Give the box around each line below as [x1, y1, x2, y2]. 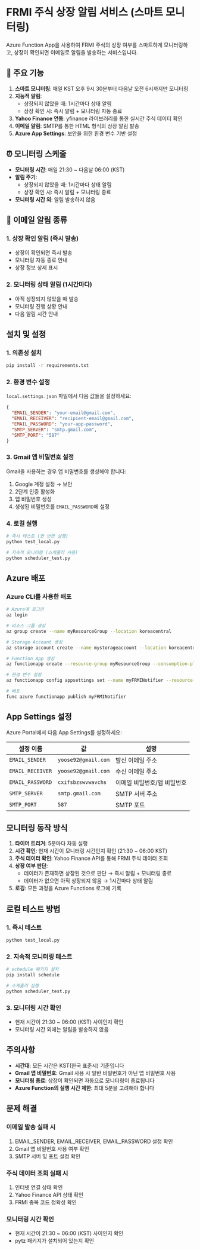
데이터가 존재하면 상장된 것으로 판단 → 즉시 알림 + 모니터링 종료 [23, 870, 172, 877]
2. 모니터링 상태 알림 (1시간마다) [6, 280, 92, 289]
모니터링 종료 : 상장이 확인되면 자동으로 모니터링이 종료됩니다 [14, 1077, 155, 1084]
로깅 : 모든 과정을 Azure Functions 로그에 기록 [14, 885, 122, 892]
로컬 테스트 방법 [6, 903, 61, 914]
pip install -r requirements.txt [6, 363, 89, 369]
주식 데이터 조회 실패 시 [6, 1169, 68, 1177]
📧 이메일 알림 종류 [6, 215, 67, 225]
